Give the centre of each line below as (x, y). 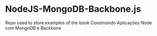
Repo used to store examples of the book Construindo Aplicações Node (79, 23)
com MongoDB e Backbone (33, 28)
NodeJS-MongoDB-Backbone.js (73, 9)
